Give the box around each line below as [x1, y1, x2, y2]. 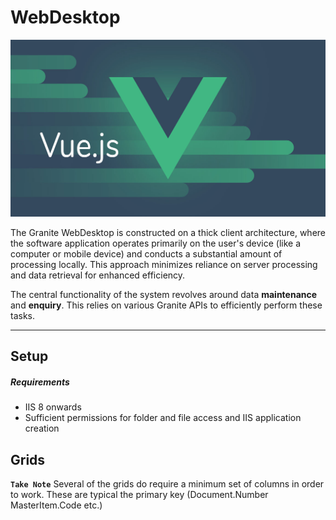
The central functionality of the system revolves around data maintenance [10, 288, 318, 300]
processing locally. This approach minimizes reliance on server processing [10, 258, 318, 270]
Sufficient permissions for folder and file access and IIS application [24, 412, 302, 424]
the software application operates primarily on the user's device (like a [10, 237, 302, 249]
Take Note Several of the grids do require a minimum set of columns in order [10, 478, 325, 490]
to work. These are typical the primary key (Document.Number [10, 489, 269, 501]
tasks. [10, 309, 36, 321]
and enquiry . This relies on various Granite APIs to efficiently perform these [10, 299, 323, 311]
